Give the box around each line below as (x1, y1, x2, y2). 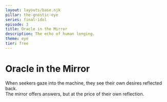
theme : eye (5, 36, 29, 42)
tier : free (5, 41, 29, 46)
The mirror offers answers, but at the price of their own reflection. (5, 91, 144, 97)
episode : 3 (5, 22, 29, 27)
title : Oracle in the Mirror (5, 27, 68, 32)
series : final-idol (5, 17, 47, 22)
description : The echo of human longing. (5, 31, 95, 36)
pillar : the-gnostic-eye (5, 12, 58, 17)
